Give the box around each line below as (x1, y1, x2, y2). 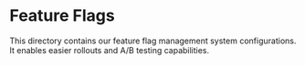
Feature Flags (9, 5, 116, 26)
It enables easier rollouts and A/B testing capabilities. (9, 44, 210, 55)
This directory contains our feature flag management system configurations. (9, 35, 297, 46)
